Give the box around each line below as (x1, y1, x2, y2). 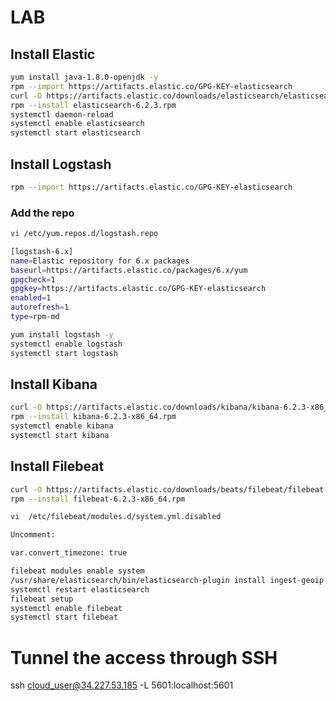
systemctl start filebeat (10, 612, 118, 623)
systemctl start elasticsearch (10, 128, 141, 138)
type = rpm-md (10, 312, 60, 322)
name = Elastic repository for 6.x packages (10, 256, 190, 266)
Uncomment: (10, 530, 56, 540)
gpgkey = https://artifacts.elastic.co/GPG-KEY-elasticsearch (10, 284, 267, 294)
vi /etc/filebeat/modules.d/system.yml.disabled (10, 512, 222, 522)
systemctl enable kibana (10, 421, 114, 431)
